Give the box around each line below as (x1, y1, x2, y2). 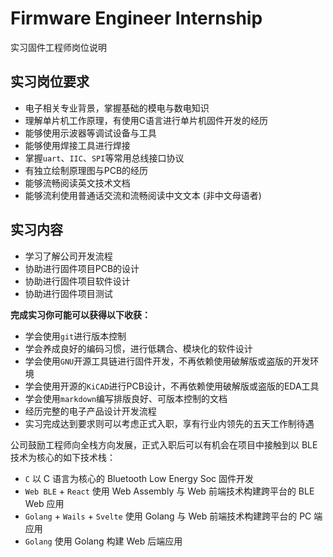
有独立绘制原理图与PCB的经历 (24, 164, 149, 176)
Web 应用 (24, 497, 65, 509)
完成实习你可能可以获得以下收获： (10, 308, 151, 321)
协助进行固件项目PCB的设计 (24, 262, 140, 274)
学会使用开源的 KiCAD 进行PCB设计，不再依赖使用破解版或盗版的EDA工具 (24, 380, 320, 392)
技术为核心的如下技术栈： (10, 451, 116, 463)
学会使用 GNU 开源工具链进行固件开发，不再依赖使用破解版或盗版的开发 (24, 355, 311, 367)
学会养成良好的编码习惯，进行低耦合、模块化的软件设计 (24, 342, 253, 354)
